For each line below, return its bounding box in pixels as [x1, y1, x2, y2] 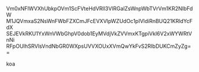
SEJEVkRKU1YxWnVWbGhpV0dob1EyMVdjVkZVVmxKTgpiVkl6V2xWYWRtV [6, 30, 192, 37]
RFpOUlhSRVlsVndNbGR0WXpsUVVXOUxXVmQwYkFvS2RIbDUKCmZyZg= [6, 42, 191, 50]
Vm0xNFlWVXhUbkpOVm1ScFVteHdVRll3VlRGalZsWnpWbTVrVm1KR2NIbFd [6, 5, 193, 12]
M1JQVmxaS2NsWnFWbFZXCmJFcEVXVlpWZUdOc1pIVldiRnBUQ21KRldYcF [6, 18, 193, 24]
